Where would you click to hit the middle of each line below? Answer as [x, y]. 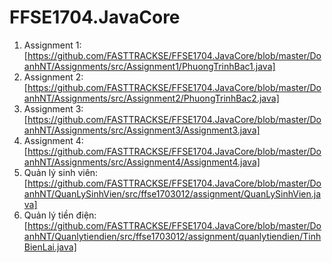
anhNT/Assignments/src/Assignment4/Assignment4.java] [142, 162]
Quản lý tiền [48, 215]
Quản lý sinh [49, 172]
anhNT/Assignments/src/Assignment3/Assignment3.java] [142, 130]
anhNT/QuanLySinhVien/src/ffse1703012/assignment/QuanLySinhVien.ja [172, 193]
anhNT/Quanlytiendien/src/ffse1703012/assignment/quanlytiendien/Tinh [172, 236]
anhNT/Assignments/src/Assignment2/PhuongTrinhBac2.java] [151, 98]
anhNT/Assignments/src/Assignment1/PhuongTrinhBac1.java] [149, 66]
